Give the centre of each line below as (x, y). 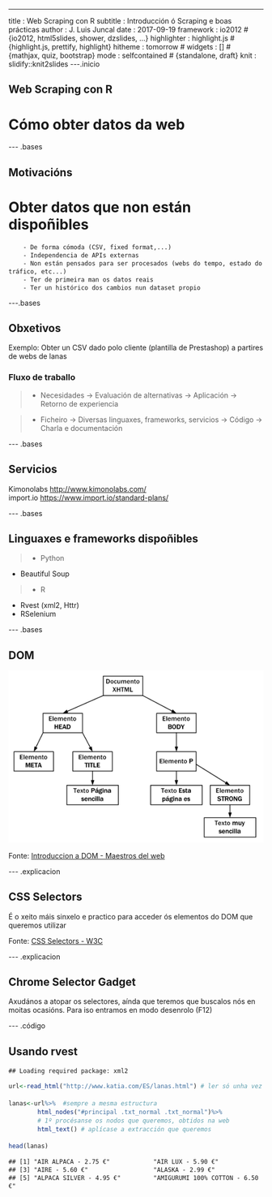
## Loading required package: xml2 (68, 1071)
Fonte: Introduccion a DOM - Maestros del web (87, 855)
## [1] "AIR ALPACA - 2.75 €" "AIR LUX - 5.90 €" (114, 1162)
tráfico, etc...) (38, 271)
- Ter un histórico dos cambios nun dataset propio (112, 288)
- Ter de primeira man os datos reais (88, 280)
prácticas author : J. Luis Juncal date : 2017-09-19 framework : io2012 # (128, 30)
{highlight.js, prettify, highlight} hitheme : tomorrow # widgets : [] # (120, 47)
